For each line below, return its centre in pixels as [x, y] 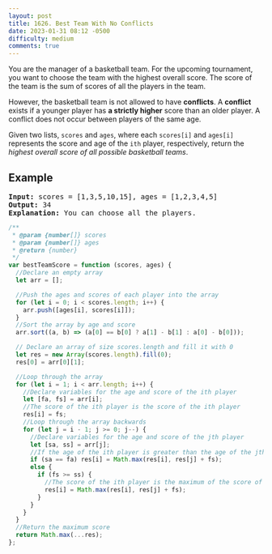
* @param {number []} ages [55, 243]
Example [31, 178]
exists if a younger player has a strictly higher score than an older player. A [134, 111]
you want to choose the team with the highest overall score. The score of [130, 78]
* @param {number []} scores [59, 235]
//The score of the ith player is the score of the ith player [132, 407]
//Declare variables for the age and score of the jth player [137, 437]
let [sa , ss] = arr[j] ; [70, 445]
